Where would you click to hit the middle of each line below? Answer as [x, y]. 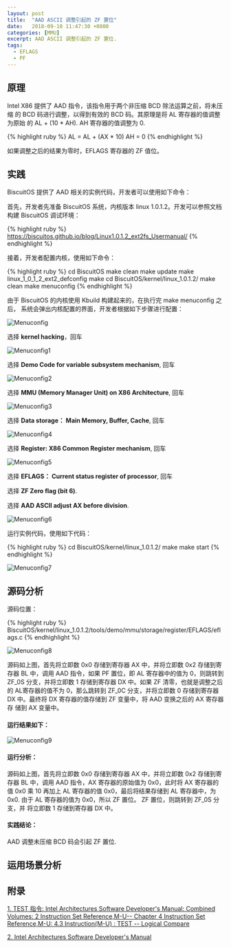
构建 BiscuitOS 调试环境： [44, 215]
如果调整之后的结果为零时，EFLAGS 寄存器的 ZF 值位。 [85, 150]
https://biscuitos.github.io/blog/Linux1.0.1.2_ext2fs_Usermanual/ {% [102, 236]
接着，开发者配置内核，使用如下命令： [61, 258]
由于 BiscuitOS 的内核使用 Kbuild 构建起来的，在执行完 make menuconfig [111, 300]
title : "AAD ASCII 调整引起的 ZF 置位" [62, 20]
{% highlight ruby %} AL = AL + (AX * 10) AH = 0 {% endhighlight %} [105, 136]
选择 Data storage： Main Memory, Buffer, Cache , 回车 [86, 420]
